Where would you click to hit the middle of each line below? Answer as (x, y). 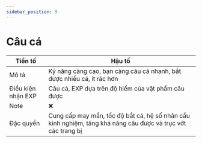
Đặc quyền (25, 123)
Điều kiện (23, 88)
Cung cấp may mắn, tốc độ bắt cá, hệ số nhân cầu (119, 115)
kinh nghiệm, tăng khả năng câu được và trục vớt (117, 123)
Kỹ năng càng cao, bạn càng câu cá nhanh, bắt (115, 71)
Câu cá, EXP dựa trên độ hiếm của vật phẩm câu (116, 88)
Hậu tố (121, 61)
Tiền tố (26, 61)
